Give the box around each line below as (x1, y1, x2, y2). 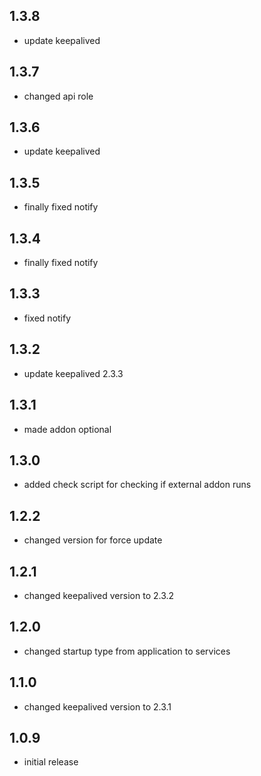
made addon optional (23, 423, 112, 435)
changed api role (23, 90, 94, 102)
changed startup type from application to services (23, 645, 231, 657)
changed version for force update (23, 534, 163, 546)
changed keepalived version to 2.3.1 (23, 700, 172, 713)
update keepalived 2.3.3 (23, 367, 124, 379)
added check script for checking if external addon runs (23, 479, 252, 491)
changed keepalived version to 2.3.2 (23, 589, 175, 601)
